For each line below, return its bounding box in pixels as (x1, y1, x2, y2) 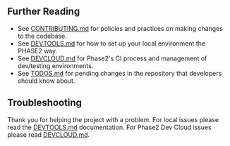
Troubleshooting (7, 97, 83, 109)
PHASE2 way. (17, 46, 58, 55)
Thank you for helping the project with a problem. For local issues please (7, 115, 219, 124)
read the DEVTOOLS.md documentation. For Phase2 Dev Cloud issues (7, 123, 212, 131)
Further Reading (7, 6, 80, 18)
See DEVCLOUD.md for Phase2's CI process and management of (17, 54, 207, 62)
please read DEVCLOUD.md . (7, 130, 90, 139)
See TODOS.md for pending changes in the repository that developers (17, 69, 222, 77)
